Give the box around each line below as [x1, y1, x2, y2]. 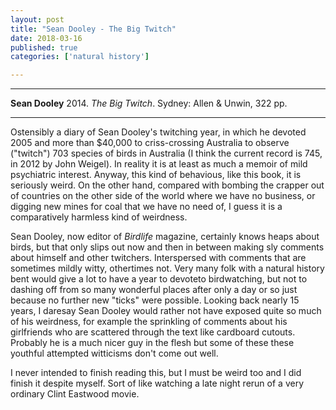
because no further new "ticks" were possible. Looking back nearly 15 [10, 294, 300, 306]
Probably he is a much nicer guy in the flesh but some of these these [10, 337, 295, 349]
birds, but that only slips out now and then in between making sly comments [10, 241, 325, 253]
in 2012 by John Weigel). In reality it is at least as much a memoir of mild [10, 158, 308, 170]
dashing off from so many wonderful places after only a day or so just [10, 284, 298, 296]
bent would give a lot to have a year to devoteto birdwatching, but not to [10, 273, 308, 285]
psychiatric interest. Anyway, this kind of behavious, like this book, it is [10, 169, 302, 181]
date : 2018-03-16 [10, 33, 83, 43]
